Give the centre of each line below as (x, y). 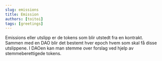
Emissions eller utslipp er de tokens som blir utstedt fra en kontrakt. (74, 38)
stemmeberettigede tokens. (33, 54)
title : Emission (22, 14)
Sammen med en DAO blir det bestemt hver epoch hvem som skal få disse (81, 43)
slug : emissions (22, 10)
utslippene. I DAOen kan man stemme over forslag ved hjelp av (70, 48)
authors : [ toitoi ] (24, 19)
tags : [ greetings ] (24, 24)
